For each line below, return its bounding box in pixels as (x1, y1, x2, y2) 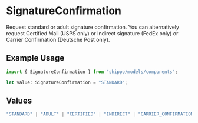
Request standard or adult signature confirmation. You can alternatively (6, 24, 180, 31)
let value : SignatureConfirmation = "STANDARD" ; (6, 79, 128, 85)
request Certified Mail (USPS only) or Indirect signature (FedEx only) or (6, 29, 179, 36)
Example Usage (6, 53, 65, 63)
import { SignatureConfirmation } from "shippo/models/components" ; (6, 69, 178, 75)
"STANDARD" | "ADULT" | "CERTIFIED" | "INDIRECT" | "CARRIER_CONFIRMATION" (6, 111, 196, 117)
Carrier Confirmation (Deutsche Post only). (6, 36, 110, 43)
